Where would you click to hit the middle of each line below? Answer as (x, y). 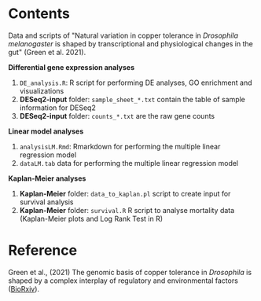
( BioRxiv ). (24, 288)
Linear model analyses (46, 131)
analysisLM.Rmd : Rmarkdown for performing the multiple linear (120, 146)
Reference (42, 250)
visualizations (42, 90)
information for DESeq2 (57, 108)
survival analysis (46, 202)
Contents (39, 14)
